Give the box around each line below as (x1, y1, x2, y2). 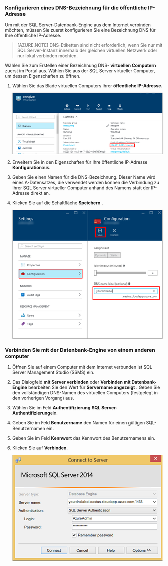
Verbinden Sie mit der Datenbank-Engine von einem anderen (5, 347, 156, 354)
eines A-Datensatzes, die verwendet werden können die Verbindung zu (12, 179, 160, 185)
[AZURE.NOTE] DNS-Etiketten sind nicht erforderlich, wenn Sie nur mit (17, 42, 163, 48)
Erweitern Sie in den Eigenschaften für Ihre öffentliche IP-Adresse (12, 159, 148, 165)
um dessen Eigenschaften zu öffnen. (5, 73, 81, 79)
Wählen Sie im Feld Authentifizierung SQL (12, 405, 101, 411)
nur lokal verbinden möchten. (17, 53, 78, 59)
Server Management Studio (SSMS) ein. (12, 369, 95, 375)
